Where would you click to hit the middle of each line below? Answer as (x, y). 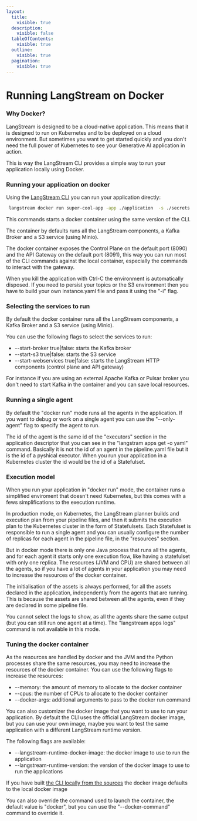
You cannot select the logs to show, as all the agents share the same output (97, 616)
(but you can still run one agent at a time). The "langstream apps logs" (91, 623)
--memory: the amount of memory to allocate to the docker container (98, 687)
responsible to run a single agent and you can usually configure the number (98, 532)
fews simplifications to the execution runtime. (61, 502)
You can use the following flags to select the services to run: (79, 337)
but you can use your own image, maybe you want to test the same (87, 724)
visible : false (35, 34)
